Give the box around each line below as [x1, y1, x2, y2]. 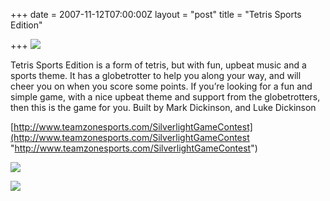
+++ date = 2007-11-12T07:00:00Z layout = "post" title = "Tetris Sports [10, 9, 302, 20]
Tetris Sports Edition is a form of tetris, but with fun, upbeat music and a [10, 59, 307, 71]
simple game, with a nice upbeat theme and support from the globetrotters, [10, 91, 321, 103]
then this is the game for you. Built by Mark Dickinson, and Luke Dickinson [10, 102, 317, 113]
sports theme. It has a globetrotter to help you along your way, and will [10, 70, 302, 81]
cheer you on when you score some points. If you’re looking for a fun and [10, 80, 313, 92]
